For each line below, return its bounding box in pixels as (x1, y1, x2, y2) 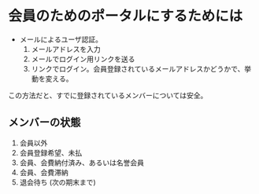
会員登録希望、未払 (19, 148, 83, 157)
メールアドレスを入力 (31, 44, 101, 53)
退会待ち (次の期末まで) (19, 178, 96, 187)
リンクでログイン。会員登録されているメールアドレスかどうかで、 (31, 64, 245, 73)
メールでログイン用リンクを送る (31, 54, 135, 64)
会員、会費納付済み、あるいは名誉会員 (19, 158, 144, 167)
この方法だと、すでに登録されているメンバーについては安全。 (8, 90, 208, 100)
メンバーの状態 (8, 115, 81, 130)
